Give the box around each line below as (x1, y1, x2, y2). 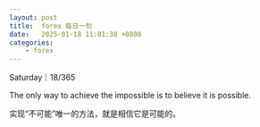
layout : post (9, 13, 58, 22)
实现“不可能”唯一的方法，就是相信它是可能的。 (9, 108, 181, 119)
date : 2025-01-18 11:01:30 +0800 (9, 30, 142, 38)
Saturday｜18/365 (9, 72, 76, 83)
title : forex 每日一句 (9, 21, 92, 30)
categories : (9, 38, 54, 47)
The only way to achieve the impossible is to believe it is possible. (9, 90, 252, 101)
